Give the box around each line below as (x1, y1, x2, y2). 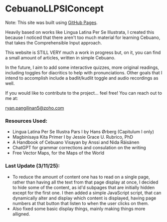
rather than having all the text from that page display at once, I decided (12, 179, 159, 185)
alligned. (12, 211, 30, 217)
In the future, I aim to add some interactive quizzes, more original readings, (5, 64, 160, 70)
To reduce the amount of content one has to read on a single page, (12, 174, 150, 180)
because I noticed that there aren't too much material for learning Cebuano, (5, 34, 161, 40)
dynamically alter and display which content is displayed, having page (12, 195, 157, 201)
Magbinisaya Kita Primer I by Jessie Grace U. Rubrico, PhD (12, 134, 134, 140)
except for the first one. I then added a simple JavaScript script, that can (12, 190, 162, 196)
